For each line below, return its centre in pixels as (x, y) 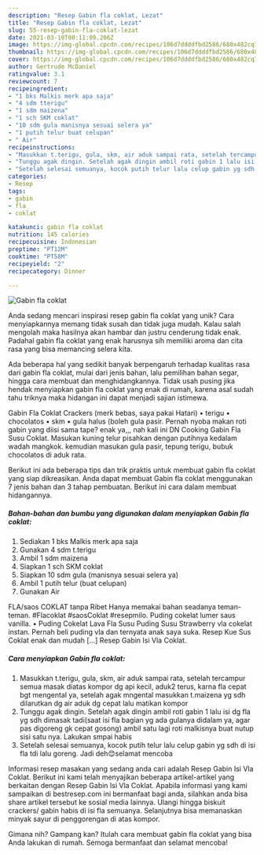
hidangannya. (30, 495)
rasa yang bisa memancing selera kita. (70, 349)
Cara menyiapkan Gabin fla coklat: (67, 658)
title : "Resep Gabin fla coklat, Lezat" (75, 23)
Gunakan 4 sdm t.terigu (58, 550)
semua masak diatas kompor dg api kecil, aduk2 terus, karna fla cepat (133, 687)
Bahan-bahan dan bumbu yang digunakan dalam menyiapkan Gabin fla (129, 513)
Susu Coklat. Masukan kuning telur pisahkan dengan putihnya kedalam (123, 439)
